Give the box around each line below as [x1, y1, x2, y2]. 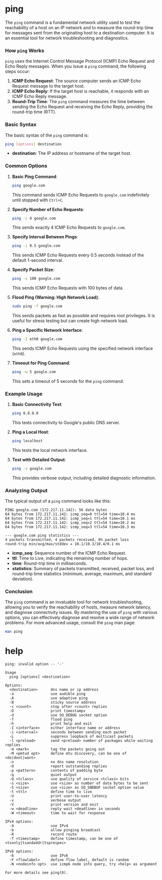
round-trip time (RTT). [12, 109, 57, 115]
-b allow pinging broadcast [9, 828, 101, 833]
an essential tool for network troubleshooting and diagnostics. [5, 35, 129, 41]
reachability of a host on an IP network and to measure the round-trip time [5, 24, 154, 30]
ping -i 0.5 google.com [12, 243, 61, 249]
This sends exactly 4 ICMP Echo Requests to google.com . [12, 225, 126, 231]
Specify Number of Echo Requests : [12, 206, 84, 212]
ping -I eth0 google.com [12, 337, 63, 341]
